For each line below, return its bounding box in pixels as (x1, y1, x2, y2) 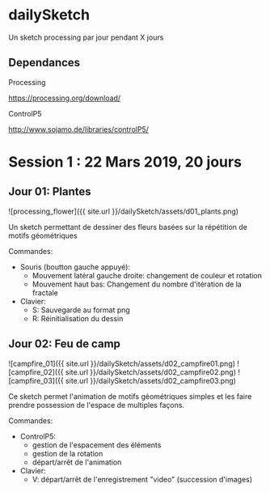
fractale (32, 287, 58, 297)
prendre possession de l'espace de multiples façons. (8, 400, 184, 409)
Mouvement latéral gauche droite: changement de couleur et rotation (32, 270, 263, 280)
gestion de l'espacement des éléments (32, 439, 162, 450)
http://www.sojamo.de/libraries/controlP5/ (8, 124, 150, 134)
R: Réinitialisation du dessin (32, 313, 124, 323)
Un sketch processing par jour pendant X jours (8, 32, 164, 42)
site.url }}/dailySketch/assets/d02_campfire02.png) (65, 367, 237, 377)
